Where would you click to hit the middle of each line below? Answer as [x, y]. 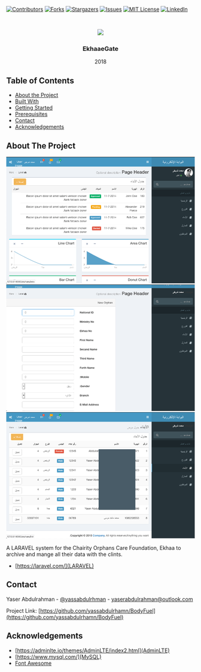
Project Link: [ [23, 610]
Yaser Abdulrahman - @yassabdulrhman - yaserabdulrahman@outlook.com [100, 599]
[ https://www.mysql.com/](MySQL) [58, 656]
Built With [27, 101]
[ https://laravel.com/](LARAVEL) [54, 565]
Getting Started [33, 108]
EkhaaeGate [100, 49]
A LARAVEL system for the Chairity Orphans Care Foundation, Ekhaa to [94, 547]
